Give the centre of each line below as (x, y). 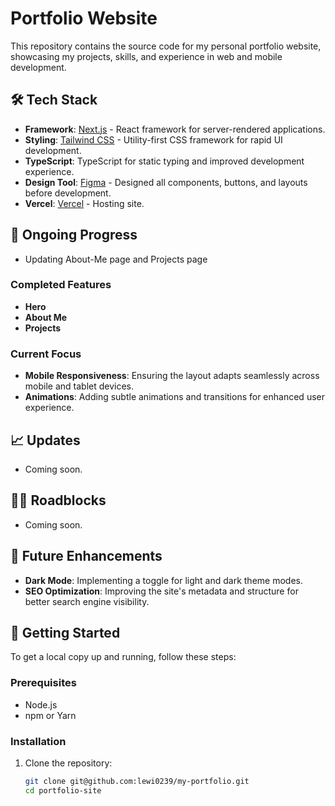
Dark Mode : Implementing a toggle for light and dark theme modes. (163, 580)
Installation (38, 741)
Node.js (41, 704)
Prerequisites (43, 683)
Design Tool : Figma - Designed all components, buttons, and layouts (166, 182)
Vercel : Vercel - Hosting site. (84, 203)
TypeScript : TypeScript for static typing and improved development (164, 161)
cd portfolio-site (63, 790)
